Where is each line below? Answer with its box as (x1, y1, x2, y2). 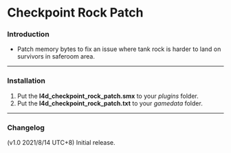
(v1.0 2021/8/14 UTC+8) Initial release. (7, 139, 115, 147)
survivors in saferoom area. (16, 52, 95, 61)
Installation (7, 76, 46, 85)
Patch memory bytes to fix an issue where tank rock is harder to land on (16, 45, 221, 53)
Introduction (7, 30, 49, 39)
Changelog (7, 123, 45, 132)
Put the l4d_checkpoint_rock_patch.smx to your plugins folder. (16, 92, 199, 100)
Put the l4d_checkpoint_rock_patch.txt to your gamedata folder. (16, 99, 203, 108)
